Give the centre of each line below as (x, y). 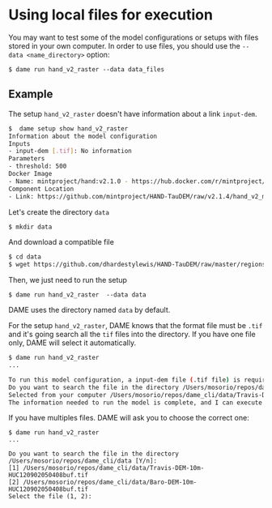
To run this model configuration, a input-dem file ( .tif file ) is (125, 380)
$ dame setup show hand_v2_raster (68, 128)
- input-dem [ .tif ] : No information (70, 152)
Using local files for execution (110, 15)
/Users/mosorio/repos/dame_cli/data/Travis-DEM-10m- (114, 468)
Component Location (41, 189)
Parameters (27, 159)
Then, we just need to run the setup (68, 280)
